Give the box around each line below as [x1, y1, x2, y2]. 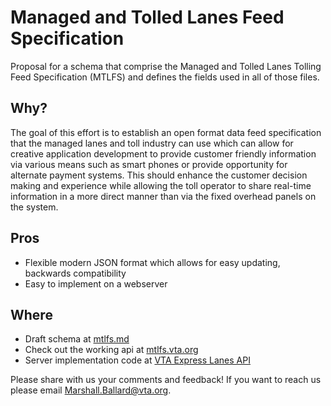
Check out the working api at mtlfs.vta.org [24, 344, 199, 356]
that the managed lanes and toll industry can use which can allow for [10, 137, 294, 149]
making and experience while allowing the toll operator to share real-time [10, 179, 312, 191]
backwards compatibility [24, 267, 127, 279]
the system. [10, 201, 59, 213]
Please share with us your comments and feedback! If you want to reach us [10, 374, 322, 386]
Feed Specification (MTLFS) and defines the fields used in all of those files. [10, 71, 320, 83]
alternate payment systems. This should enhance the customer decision [10, 169, 308, 181]
